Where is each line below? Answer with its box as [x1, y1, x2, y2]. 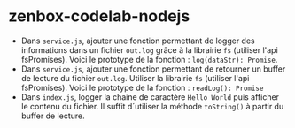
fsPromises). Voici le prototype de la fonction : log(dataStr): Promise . [20, 54, 278, 64]
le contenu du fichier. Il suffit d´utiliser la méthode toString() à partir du [20, 101, 284, 111]
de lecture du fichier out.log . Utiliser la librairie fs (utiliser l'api [20, 72, 250, 83]
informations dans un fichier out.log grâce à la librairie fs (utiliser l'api [20, 44, 278, 55]
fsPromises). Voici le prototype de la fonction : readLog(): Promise [20, 82, 264, 93]
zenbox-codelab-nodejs [8, 6, 190, 26]
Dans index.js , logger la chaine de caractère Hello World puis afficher [20, 91, 280, 102]
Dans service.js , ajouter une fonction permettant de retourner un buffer [20, 64, 286, 74]
